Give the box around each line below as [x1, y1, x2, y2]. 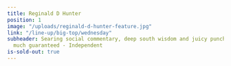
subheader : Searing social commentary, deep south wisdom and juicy [7, 36, 208, 43]
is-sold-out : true [7, 49, 60, 56]
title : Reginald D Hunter [7, 10, 81, 17]
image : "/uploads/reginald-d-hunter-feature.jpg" [7, 23, 153, 30]
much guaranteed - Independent [13, 42, 103, 49]
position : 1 [7, 16, 41, 23]
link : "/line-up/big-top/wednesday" [7, 29, 112, 36]
